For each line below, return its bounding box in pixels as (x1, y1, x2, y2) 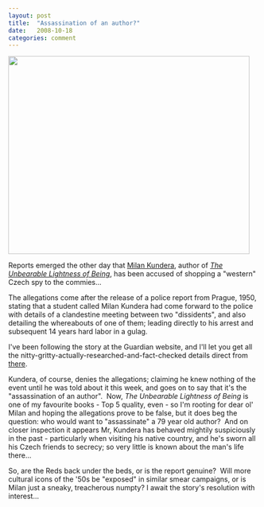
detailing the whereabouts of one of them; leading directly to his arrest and (8, 318, 254, 328)
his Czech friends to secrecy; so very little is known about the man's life (8, 443, 244, 452)
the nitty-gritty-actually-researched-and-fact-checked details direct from (8, 351, 248, 361)
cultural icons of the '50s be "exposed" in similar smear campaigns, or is (8, 474, 247, 484)
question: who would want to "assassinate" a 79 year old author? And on (8, 417, 249, 427)
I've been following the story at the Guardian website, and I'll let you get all (8, 342, 253, 352)
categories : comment (8, 33, 77, 42)
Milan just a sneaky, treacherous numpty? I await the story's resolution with (8, 483, 255, 493)
